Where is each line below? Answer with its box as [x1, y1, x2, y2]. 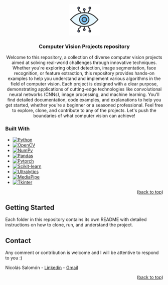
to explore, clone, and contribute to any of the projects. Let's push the [12, 107, 157, 113]
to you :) [5, 255, 23, 261]
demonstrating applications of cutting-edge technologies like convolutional [7, 86, 162, 92]
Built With [5, 125, 30, 132]
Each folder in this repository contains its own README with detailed [5, 216, 147, 222]
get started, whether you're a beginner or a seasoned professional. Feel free [5, 102, 163, 108]
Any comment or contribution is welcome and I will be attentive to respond [5, 249, 159, 255]
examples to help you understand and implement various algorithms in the [8, 75, 161, 81]
